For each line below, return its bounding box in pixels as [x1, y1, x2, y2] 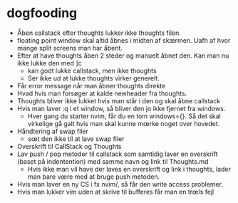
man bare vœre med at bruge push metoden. [27, 172, 160, 181]
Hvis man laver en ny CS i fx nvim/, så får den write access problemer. [16, 179, 224, 188]
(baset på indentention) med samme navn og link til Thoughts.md [16, 157, 209, 165]
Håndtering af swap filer [16, 127, 88, 135]
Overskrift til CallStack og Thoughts [16, 142, 122, 150]
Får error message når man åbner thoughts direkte [16, 81, 166, 90]
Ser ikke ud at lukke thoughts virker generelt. [27, 73, 160, 83]
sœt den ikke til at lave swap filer [27, 134, 125, 143]
